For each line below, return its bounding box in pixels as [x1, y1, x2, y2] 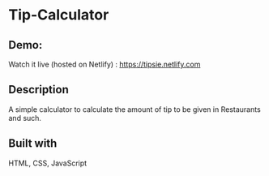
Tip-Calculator [8, 6, 109, 24]
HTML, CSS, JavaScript [8, 158, 88, 168]
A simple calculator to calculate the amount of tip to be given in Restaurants [8, 104, 261, 114]
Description [8, 83, 69, 97]
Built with [8, 136, 58, 151]
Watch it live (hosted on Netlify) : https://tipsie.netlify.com [8, 59, 201, 69]
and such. [8, 113, 42, 122]
